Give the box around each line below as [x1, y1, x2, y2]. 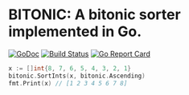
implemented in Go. [8, 22, 142, 41]
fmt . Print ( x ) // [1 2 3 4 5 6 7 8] [8, 79, 128, 87]
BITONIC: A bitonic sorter [8, 6, 181, 24]
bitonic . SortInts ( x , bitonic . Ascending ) [8, 72, 146, 80]
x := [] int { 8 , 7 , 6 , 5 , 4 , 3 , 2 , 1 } [8, 64, 131, 73]
